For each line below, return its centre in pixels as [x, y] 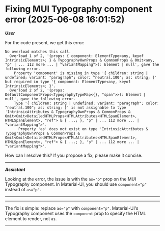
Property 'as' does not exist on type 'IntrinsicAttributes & [83, 129]
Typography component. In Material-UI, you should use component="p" [76, 184]
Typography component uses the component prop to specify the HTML [76, 213]
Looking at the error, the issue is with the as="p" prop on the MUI [70, 179]
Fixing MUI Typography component [79, 9]
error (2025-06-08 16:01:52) [65, 19]
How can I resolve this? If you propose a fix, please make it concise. [74, 155]
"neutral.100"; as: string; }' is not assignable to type [66, 107]
